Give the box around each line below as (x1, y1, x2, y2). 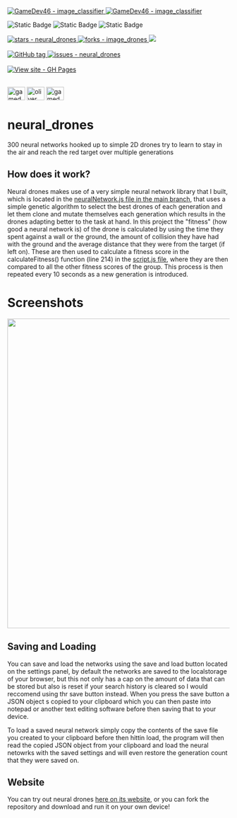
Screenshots (7, 294, 84, 311)
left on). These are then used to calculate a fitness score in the (7, 247, 189, 255)
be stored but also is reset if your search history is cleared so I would (7, 682, 208, 691)
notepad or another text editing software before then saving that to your (7, 704, 217, 713)
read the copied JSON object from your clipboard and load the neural (7, 741, 209, 749)
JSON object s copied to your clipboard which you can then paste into (7, 697, 212, 705)
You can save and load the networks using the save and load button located (7, 659, 228, 668)
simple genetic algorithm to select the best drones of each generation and (7, 202, 223, 211)
